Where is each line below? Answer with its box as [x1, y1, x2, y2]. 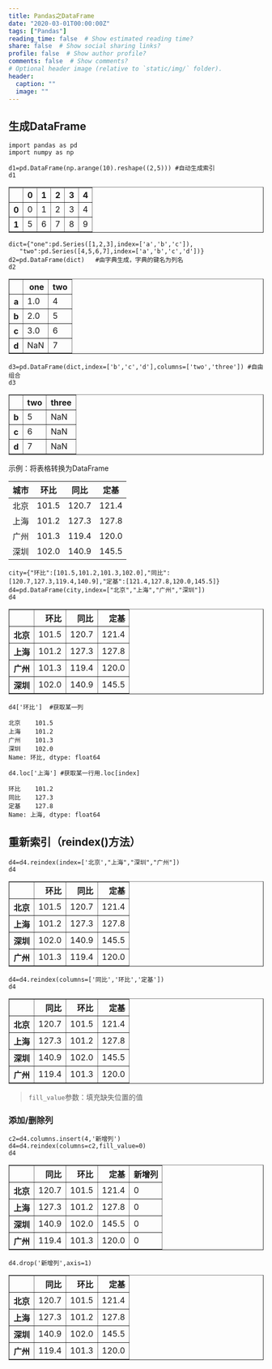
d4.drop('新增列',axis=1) [8, 1259, 92, 1268]
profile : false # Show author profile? [8, 50, 147, 58]
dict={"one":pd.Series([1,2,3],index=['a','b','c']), [8, 240, 194, 248]
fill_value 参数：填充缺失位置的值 [28, 1092, 143, 1102]
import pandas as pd [8, 141, 79, 150]
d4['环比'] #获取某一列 [8, 704, 83, 712]
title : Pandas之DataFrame [8, 11, 95, 20]
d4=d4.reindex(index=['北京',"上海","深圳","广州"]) [8, 859, 181, 867]
